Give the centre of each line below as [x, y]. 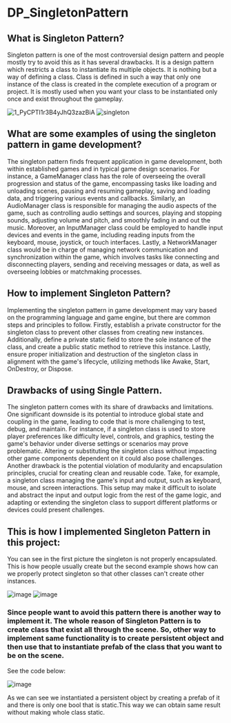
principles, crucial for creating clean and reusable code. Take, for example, [113, 473]
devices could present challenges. [56, 510]
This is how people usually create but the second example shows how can [113, 566]
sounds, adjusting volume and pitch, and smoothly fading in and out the [109, 220]
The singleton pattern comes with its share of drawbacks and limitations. [110, 407]
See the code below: [37, 670]
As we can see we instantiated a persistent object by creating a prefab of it [114, 697]
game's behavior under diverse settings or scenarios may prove [98, 444]
